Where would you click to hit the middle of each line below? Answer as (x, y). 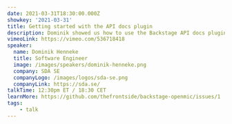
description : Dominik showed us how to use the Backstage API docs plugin (117, 33)
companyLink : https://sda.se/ (57, 84)
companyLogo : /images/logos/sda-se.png (71, 77)
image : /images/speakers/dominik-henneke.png (80, 65)
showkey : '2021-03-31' (40, 20)
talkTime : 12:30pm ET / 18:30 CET (57, 90)
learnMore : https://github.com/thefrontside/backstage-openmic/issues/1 (114, 97)
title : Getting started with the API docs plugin (80, 26)
